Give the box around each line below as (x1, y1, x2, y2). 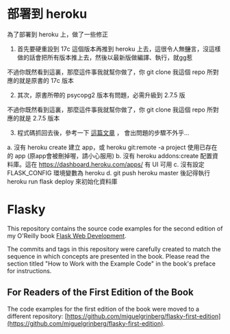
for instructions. (7, 266, 52, 274)
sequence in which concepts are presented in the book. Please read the (7, 252, 210, 260)
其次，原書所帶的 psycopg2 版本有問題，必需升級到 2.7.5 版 (16, 90, 186, 99)
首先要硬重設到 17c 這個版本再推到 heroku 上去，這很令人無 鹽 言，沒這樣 (16, 44, 221, 53)
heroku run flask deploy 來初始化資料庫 (7, 177, 118, 185)
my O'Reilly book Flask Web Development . (7, 231, 127, 240)
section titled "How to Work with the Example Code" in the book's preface (7, 259, 216, 268)
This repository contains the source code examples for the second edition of (7, 224, 223, 233)
